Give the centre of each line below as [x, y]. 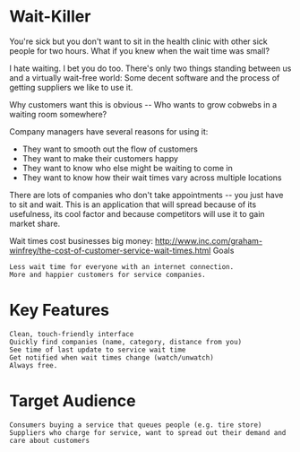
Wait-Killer [50, 17]
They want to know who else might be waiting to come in [127, 168]
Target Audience [73, 401]
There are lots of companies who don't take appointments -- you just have [146, 195]
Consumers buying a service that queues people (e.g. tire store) [136, 425]
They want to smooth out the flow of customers [110, 149]
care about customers [50, 440]
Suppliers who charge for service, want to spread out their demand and [148, 432]
